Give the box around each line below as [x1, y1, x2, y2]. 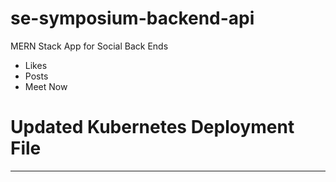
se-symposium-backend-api [10, 7, 255, 30]
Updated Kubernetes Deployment [10, 116, 295, 139]
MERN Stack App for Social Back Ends [10, 40, 169, 52]
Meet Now [24, 80, 68, 92]
